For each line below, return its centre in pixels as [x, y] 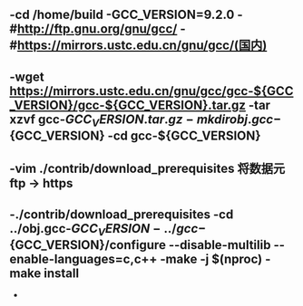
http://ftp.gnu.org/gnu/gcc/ [97, 29]
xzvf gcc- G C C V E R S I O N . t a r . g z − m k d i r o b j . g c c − [146, 120]
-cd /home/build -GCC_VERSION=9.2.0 [122, 15]
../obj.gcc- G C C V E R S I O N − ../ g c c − [108, 229]
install [62, 273]
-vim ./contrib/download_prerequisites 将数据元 [147, 169]
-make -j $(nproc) [211, 258]
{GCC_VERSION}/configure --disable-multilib [140, 245]
